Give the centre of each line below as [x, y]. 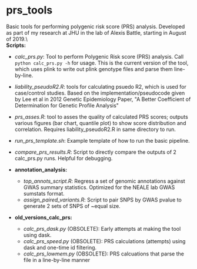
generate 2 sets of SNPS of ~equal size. [72, 206]
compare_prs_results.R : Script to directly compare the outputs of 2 [95, 152]
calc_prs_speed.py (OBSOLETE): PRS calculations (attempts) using [104, 241]
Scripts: [16, 45]
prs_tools [29, 10]
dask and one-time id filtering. [60, 247]
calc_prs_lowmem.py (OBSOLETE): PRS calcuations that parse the [103, 254]
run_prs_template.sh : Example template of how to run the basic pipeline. [102, 140]
